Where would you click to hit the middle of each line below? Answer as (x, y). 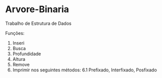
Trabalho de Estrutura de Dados (38, 23)
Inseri (18, 43)
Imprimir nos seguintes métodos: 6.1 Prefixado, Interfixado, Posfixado (85, 70)
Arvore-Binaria (37, 9)
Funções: (15, 33)
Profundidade (27, 54)
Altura (19, 59)
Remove (21, 64)
